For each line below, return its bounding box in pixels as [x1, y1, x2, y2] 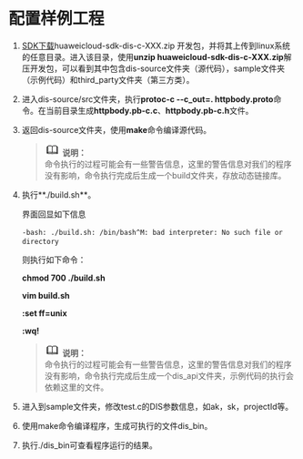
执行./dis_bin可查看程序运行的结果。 [21, 439, 158, 451]
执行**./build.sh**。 [21, 189, 96, 200]
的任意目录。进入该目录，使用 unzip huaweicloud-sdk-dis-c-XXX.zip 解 [21, 51, 292, 62]
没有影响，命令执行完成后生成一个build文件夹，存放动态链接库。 [44, 169, 287, 180]
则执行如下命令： [21, 254, 86, 265]
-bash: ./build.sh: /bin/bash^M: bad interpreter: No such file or [21, 228, 283, 237]
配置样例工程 [8, 8, 106, 29]
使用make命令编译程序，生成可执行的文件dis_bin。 [21, 420, 213, 431]
